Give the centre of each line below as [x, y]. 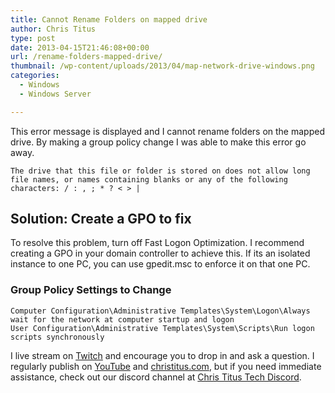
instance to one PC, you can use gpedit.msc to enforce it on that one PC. [160, 264]
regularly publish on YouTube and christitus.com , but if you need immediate [166, 366]
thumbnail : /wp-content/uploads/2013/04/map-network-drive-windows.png [162, 66]
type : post [33, 38]
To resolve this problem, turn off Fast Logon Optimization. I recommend [157, 243]
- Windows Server [55, 94]
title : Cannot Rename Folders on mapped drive [109, 19]
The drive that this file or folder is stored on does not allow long [160, 171]
